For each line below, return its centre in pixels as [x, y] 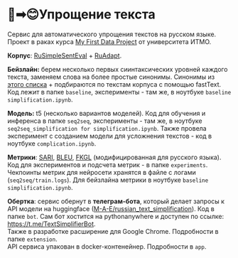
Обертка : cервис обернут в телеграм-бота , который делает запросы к [116, 201]
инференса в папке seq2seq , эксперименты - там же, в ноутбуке [105, 121]
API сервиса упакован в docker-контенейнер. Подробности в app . [107, 246]
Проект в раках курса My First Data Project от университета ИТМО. [109, 41]
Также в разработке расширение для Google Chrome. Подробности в [113, 231]
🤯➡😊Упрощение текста [82, 15]
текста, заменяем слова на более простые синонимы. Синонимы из [111, 77]
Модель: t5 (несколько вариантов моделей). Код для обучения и [107, 113]
